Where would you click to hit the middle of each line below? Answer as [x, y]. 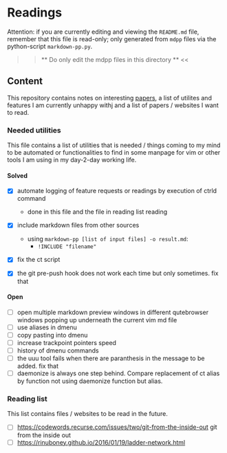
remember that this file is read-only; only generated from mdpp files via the [112, 38]
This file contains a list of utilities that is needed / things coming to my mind [114, 145]
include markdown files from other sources [78, 225]
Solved [17, 175]
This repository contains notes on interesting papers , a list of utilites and [109, 98]
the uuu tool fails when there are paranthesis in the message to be [111, 358]
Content [25, 81]
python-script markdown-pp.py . [50, 46]
